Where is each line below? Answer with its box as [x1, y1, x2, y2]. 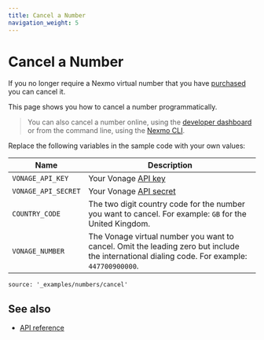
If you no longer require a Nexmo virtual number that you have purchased [8, 79, 246, 88]
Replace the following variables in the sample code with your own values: [8, 141, 246, 150]
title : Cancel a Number [8, 11, 86, 20]
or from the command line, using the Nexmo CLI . [27, 126, 185, 135]
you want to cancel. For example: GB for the [88, 209, 247, 220]
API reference [19, 323, 64, 333]
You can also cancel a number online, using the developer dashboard [27, 117, 252, 127]
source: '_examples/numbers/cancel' [8, 281, 128, 289]
